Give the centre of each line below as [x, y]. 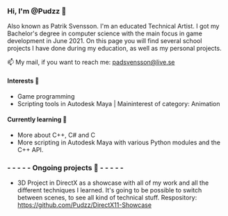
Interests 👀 [23, 81]
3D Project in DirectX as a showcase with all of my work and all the [113, 183]
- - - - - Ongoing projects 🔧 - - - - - [65, 167]
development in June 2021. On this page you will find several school [105, 41]
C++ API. [30, 149]
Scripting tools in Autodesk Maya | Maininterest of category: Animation [119, 103]
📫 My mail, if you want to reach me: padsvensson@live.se [91, 63]
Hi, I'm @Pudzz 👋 [37, 11]
